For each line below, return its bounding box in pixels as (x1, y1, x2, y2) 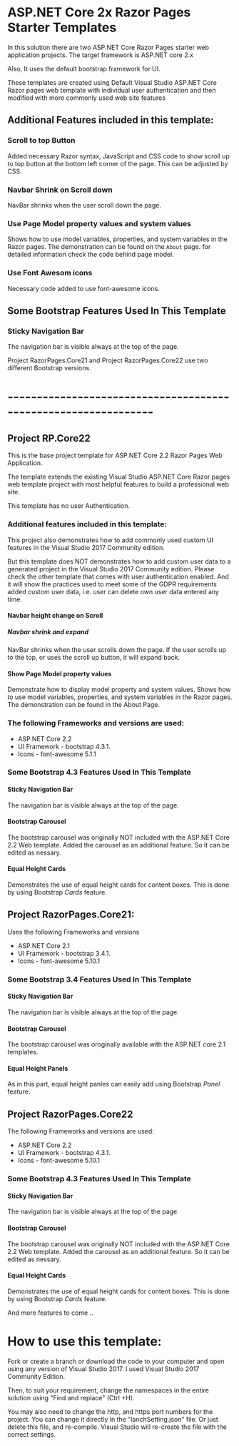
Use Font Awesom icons (7, 268, 93, 278)
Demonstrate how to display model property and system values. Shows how (7, 686, 231, 694)
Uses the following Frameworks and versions (7, 927, 140, 936)
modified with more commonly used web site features (7, 93, 166, 102)
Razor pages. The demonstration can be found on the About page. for (7, 243, 211, 251)
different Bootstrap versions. (7, 364, 91, 372)
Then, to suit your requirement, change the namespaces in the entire (7, 1385, 209, 1395)
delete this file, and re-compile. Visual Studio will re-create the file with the (7, 1422, 227, 1431)
